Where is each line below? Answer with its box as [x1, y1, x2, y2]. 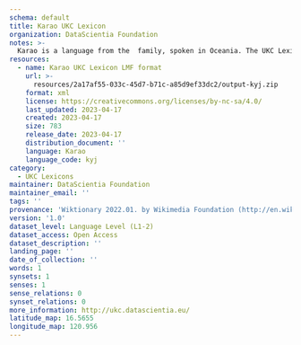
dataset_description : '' [9, 239, 102, 248]
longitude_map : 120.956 [9, 323, 99, 332]
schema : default [9, 13, 70, 22]
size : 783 [25, 122, 63, 131]
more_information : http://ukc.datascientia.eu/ [9, 305, 191, 314]
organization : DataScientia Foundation [9, 30, 159, 39]
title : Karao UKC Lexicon [9, 22, 106, 31]
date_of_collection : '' [9, 255, 99, 265]
